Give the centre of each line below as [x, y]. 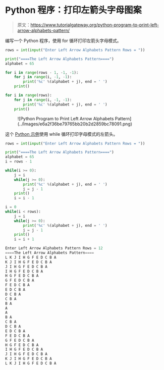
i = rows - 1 [19, 161]
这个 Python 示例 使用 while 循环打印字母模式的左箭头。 [61, 134]
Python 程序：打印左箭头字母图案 [74, 10]
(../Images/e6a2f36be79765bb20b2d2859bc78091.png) [75, 124]
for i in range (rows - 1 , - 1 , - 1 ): [42, 72]
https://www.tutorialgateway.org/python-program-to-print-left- [95, 25]
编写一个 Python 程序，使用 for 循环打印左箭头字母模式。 [63, 41]
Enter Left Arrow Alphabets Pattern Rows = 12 [54, 248]
